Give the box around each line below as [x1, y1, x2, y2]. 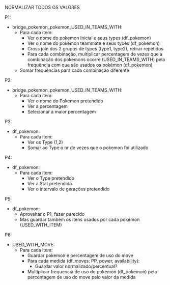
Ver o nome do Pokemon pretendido [27, 98, 104, 104]
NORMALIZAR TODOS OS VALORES [5, 5, 80, 10]
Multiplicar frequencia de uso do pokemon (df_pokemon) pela [27, 269, 157, 274]
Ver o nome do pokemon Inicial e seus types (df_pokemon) [27, 35, 151, 41]
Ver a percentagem [27, 103, 68, 109]
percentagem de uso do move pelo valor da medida [27, 274, 136, 280]
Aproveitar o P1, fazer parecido [19, 211, 85, 217]
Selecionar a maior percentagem [27, 109, 96, 115]
